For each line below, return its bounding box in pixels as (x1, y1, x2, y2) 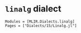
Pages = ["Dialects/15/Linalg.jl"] (5, 23, 77, 28)
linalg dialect (5, 3, 62, 14)
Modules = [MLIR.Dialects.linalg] (5, 19, 75, 24)
